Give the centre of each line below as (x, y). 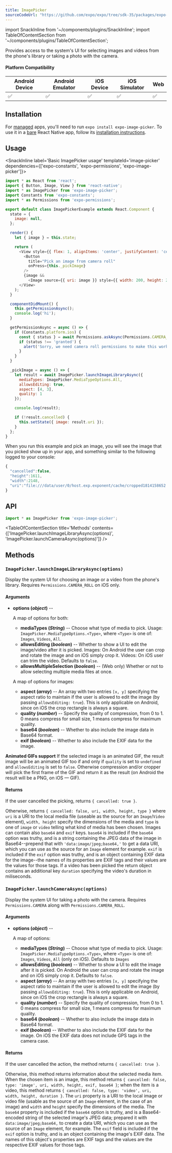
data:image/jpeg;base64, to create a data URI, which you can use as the (81, 1123)
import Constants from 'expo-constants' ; (50, 195)
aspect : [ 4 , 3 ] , (36, 389)
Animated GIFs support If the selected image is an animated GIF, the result (84, 756)
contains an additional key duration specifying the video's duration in (79, 871)
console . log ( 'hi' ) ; (35, 314)
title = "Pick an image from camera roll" (72, 261)
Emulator (64, 87)
